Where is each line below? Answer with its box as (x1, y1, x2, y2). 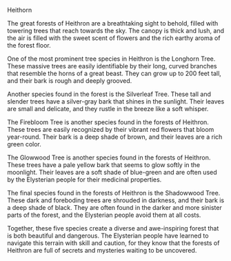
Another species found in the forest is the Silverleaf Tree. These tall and (7, 90, 212, 98)
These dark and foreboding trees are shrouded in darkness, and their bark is (7, 196, 225, 204)
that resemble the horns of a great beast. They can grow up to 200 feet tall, (7, 69, 222, 77)
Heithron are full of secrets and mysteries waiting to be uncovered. (7, 246, 197, 254)
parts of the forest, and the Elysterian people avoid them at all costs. (7, 211, 201, 219)
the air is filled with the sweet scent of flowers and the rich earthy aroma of (7, 34, 221, 42)
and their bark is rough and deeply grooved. (7, 77, 132, 85)
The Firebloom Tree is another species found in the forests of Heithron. (7, 118, 209, 126)
